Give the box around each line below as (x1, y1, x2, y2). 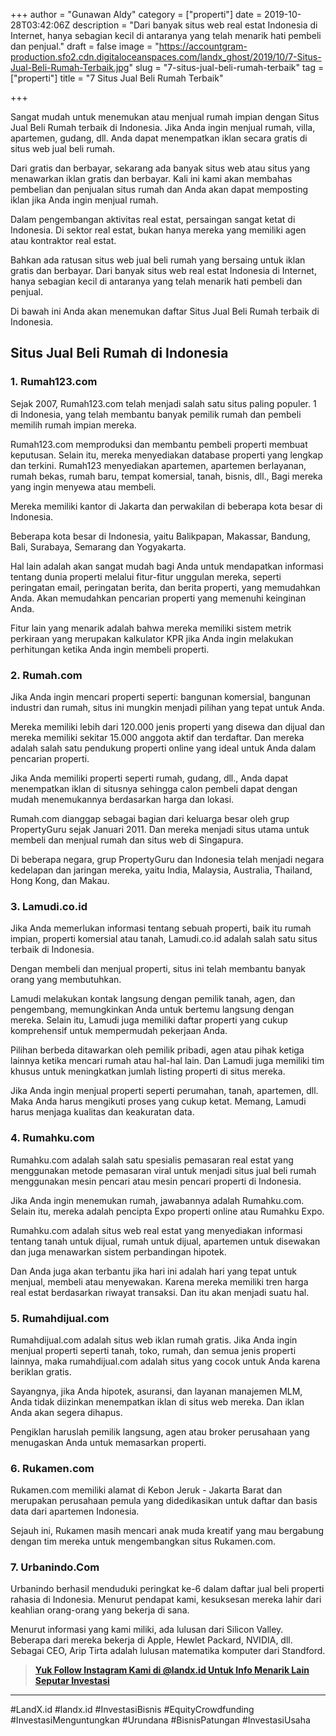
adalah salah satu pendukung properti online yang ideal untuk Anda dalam (10, 742, 317, 754)
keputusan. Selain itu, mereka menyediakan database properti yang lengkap (10, 449, 324, 461)
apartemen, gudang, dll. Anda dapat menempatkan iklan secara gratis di (10, 132, 308, 144)
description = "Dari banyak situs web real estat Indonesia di (72, 19, 318, 31)
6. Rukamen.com (10, 1461, 95, 1475)
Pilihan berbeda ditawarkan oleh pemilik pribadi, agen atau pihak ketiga (10, 1044, 305, 1056)
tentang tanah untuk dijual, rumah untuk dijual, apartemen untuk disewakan (10, 1235, 321, 1247)
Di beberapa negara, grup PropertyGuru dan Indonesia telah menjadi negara (10, 853, 325, 865)
